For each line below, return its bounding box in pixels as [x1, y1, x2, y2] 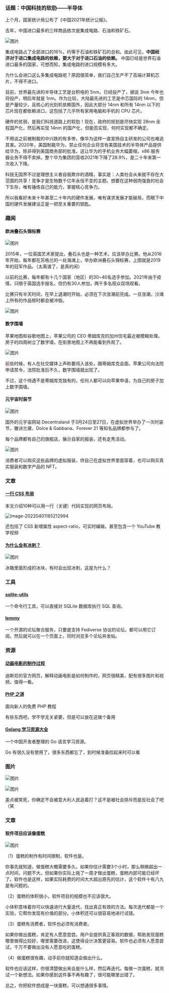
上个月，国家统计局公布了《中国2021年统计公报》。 [5, 17, 110, 23]
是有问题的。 [5, 882, 32, 888]
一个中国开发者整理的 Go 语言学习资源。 [5, 739, 89, 745]
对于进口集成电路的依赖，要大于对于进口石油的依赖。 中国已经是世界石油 [9, 55, 161, 61]
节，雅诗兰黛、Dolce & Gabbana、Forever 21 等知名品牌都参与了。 [5, 425, 143, 431]
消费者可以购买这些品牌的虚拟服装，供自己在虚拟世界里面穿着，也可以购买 [5, 457, 159, 463]
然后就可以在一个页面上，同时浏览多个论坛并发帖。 [14, 633, 120, 639]
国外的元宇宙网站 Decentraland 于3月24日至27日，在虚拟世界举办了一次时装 [5, 419, 163, 425]
